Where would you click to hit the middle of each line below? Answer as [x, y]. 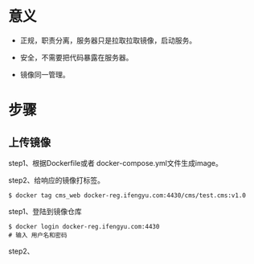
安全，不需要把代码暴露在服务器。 [76, 57]
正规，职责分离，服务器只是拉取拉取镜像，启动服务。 [108, 40]
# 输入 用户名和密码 [38, 235]
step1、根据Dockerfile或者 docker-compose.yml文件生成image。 [116, 163]
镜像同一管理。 [45, 74]
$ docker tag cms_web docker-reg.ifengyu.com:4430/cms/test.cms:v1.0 [127, 195]
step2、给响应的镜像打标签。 [57, 180]
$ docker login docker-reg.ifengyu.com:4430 [84, 226]
